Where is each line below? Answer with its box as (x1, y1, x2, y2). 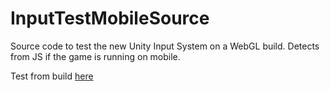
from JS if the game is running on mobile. (10, 50, 181, 62)
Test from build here (10, 70, 94, 82)
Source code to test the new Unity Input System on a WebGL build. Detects (10, 40, 320, 52)
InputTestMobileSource (10, 7, 210, 30)
